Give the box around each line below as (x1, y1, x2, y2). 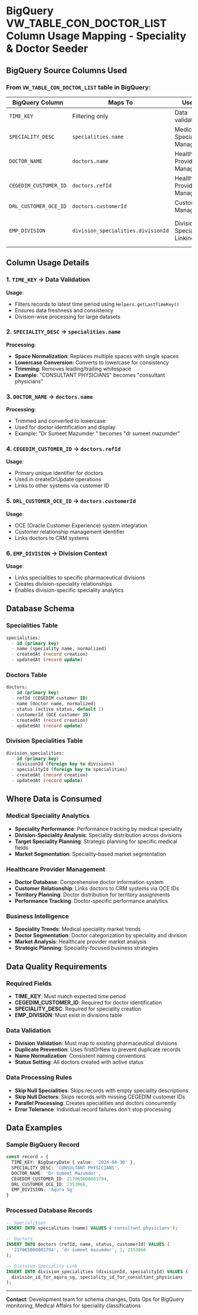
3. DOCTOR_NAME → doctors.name (6, 392, 93, 400)
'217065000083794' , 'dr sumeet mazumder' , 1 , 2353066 (11, 1247, 146, 1253)
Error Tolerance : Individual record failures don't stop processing (14, 1106, 171, 1113)
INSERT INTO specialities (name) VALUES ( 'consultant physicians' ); (6, 1225, 178, 1231)
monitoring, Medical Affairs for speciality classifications (6, 1302, 141, 1309)
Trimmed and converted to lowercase (14, 417, 106, 425)
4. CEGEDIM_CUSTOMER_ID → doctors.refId (6, 445, 121, 453)
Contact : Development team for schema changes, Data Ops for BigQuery (6, 1296, 184, 1303)
